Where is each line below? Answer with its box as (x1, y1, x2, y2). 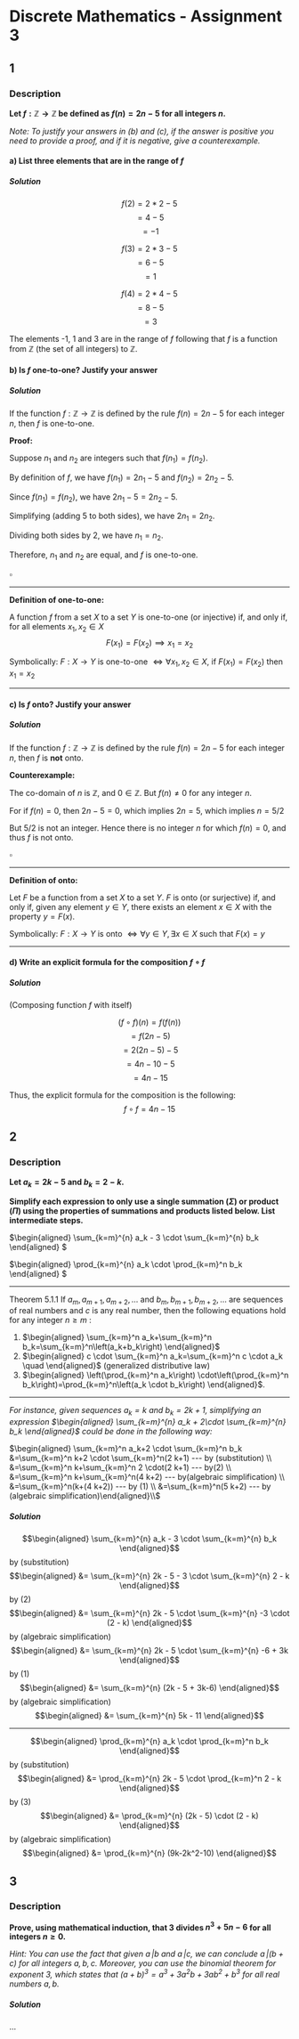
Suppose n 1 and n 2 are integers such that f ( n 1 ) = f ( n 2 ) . (9, 452, 208, 465)
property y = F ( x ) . (9, 911, 76, 922)
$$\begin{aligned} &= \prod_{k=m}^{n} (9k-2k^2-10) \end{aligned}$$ (21, 1848, 278, 1858)
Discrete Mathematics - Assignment (9, 6, 283, 27)
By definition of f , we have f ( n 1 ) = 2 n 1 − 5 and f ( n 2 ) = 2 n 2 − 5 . (9, 472, 234, 484)
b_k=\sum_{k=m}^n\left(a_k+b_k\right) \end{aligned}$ (21, 1342, 221, 1353)
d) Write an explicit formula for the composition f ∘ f (9, 957, 206, 968)
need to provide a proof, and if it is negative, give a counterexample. (9, 135, 261, 146)
